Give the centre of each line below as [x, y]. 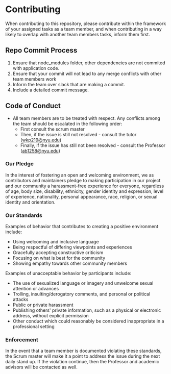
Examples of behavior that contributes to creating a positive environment [82, 227]
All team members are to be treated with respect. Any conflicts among [87, 118]
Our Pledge [20, 164]
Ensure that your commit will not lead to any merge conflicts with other [87, 73]
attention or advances [36, 289]
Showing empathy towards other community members [70, 263]
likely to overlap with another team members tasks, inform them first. [78, 34]
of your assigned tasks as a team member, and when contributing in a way [83, 29]
